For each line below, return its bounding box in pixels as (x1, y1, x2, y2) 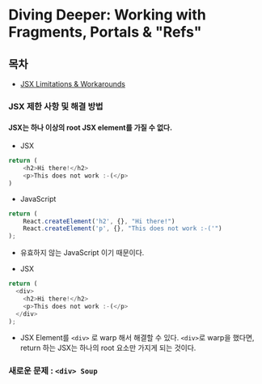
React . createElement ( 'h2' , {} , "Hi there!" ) (23, 217, 175, 225)
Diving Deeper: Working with (8, 6, 206, 24)
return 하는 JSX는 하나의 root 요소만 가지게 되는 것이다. (19, 343, 196, 353)
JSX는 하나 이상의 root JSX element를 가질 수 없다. (8, 122, 172, 132)
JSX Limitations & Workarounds (19, 79, 125, 88)
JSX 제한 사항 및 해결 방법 (8, 100, 104, 112)
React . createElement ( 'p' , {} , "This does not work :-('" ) (23, 224, 222, 233)
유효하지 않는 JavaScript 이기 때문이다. (19, 248, 145, 258)
